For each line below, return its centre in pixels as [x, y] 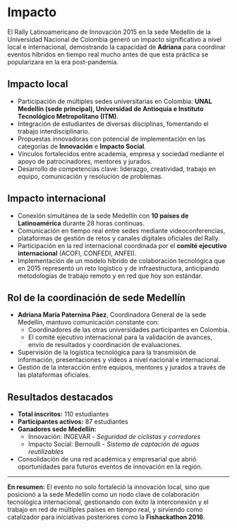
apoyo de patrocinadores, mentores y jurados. [85, 161]
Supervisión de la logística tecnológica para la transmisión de [107, 352]
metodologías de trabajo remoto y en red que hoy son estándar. [110, 276]
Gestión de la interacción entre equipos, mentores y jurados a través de [121, 368]
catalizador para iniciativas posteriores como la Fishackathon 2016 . [106, 517]
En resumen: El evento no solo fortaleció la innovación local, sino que [109, 487]
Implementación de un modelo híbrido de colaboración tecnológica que [121, 260]
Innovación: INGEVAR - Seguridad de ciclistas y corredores [114, 437]
